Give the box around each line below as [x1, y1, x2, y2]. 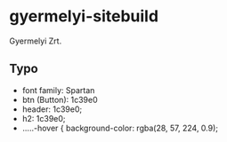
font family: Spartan [21, 84, 95, 95]
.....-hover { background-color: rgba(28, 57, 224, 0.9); [21, 122, 219, 133]
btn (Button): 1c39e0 [21, 94, 98, 105]
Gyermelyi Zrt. [9, 35, 62, 46]
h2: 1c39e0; [21, 113, 66, 123]
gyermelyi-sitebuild [9, 6, 158, 27]
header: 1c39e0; [21, 104, 83, 114]
